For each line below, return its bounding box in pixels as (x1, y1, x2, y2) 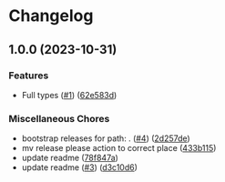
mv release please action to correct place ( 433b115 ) (21, 143, 217, 154)
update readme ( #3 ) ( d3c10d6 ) (21, 162, 138, 173)
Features (8, 69, 49, 82)
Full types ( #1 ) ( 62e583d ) (21, 89, 118, 100)
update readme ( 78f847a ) (21, 152, 119, 164)
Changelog (8, 5, 94, 26)
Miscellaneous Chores (8, 112, 110, 125)
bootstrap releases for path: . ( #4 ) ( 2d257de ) (21, 133, 190, 144)
